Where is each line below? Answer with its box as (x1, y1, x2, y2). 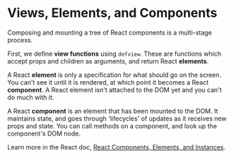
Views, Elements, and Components (7, 5, 218, 21)
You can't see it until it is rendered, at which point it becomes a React (7, 78, 209, 86)
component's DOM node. (7, 129, 81, 138)
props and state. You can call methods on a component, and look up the (7, 121, 218, 130)
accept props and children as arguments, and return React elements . (7, 56, 209, 65)
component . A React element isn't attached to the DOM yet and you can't (7, 85, 222, 94)
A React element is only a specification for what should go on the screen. (7, 71, 221, 79)
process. (7, 35, 33, 44)
